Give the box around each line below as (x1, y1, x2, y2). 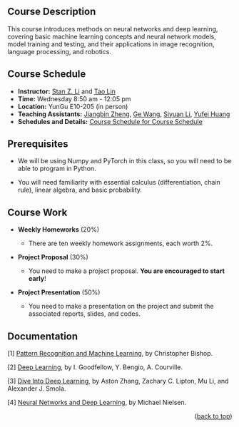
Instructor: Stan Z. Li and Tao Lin (17, 87, 116, 96)
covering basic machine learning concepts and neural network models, (7, 32, 216, 41)
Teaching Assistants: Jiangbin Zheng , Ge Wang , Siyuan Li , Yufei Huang (17, 110, 230, 118)
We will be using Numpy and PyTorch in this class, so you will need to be (17, 157, 232, 165)
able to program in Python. (17, 164, 96, 173)
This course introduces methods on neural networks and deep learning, (7, 24, 218, 33)
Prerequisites (7, 138, 68, 150)
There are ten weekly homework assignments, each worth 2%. (28, 239, 213, 248)
